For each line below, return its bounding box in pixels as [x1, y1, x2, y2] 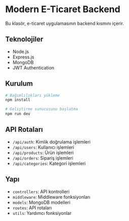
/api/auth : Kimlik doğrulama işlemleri [12, 138, 91, 145]
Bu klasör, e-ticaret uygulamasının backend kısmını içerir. [5, 20, 124, 26]
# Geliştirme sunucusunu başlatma [5, 106, 78, 112]
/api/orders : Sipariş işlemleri [12, 155, 73, 161]
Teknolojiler [5, 35, 44, 44]
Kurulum [5, 80, 33, 88]
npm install [5, 97, 30, 102]
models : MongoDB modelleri [12, 199, 71, 205]
